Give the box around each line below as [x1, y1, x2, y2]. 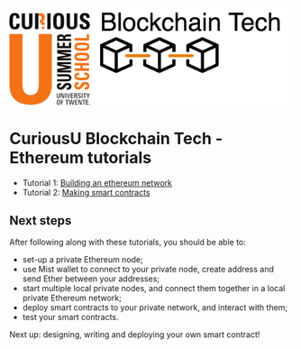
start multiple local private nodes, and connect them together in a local [22, 283, 286, 294]
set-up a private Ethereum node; [22, 254, 143, 265]
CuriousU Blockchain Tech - [9, 128, 223, 149]
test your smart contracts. [22, 312, 119, 323]
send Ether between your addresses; [22, 273, 160, 284]
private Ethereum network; [22, 292, 122, 304]
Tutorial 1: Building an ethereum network [22, 177, 173, 188]
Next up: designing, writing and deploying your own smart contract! [9, 329, 260, 340]
